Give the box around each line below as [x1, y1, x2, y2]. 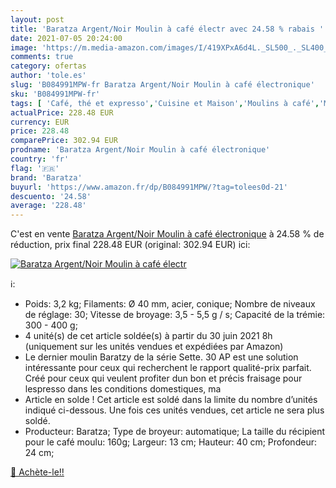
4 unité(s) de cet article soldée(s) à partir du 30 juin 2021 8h [24, 330, 273, 342]
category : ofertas [10, 61, 87, 71]
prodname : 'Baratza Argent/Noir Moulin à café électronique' [10, 145, 271, 155]
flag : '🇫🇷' [10, 163, 60, 173]
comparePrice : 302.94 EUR [10, 136, 118, 146]
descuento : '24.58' [10, 191, 92, 201]
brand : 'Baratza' [10, 172, 83, 183]
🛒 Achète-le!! [10, 466, 65, 478]
